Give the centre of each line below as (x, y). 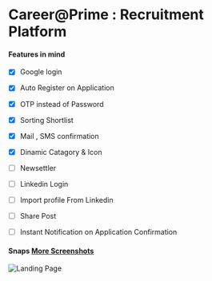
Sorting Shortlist (46, 120)
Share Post (38, 216)
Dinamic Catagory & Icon (61, 152)
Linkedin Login (44, 184)
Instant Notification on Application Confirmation (98, 232)
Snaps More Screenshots (51, 251)
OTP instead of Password (62, 104)
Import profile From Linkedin (66, 200)
